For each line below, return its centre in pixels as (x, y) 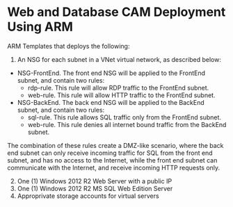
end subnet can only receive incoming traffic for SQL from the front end (110, 153)
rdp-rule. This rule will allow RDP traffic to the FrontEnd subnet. (118, 88)
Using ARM (40, 27)
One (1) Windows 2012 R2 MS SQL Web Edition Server (95, 188)
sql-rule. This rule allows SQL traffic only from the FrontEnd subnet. (124, 117)
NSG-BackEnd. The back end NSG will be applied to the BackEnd (111, 102)
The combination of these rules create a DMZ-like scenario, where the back (115, 145)
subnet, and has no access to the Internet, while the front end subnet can (112, 160)
